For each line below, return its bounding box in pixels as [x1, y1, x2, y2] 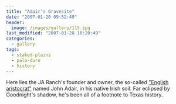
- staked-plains [11, 52, 51, 58]
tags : [6, 47, 19, 53]
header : [6, 19, 25, 25]
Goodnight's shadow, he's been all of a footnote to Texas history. [6, 91, 163, 98]
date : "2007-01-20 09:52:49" [6, 14, 77, 20]
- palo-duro [11, 57, 41, 63]
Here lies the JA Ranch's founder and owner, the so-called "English [6, 79, 169, 86]
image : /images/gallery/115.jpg [11, 25, 91, 31]
